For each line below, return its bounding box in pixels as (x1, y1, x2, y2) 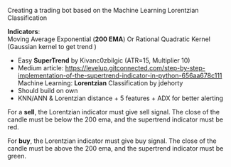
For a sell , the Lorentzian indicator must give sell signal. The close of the (7, 108, 220, 116)
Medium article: (17, 64, 64, 72)
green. (7, 152, 27, 160)
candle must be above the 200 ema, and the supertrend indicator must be (7, 144, 224, 152)
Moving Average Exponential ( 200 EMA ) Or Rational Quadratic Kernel (7, 35, 211, 43)
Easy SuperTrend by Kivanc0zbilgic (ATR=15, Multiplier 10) (17, 56, 190, 65)
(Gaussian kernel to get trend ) (7, 43, 97, 50)
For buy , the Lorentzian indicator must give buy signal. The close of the (7, 136, 217, 145)
